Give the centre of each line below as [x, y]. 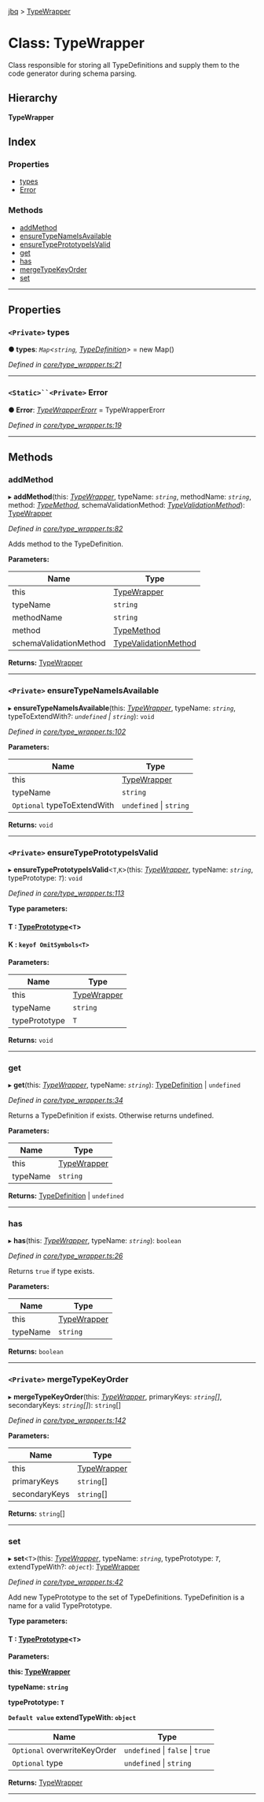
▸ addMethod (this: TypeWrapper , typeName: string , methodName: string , [130, 497]
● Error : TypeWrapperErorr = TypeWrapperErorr [87, 410]
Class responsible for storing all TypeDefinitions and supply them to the [124, 65]
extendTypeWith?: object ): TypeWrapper [74, 1566]
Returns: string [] [37, 1513]
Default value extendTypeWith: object [72, 1718]
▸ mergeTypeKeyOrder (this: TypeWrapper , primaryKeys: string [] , [115, 1396]
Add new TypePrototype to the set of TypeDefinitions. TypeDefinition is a [126, 1597]
